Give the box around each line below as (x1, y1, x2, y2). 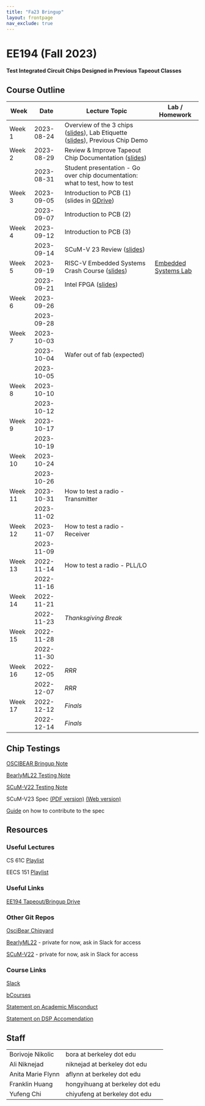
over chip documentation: (64, 171, 138, 179)
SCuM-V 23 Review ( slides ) (64, 245, 145, 253)
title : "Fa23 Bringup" (6, 9, 64, 15)
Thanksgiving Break (64, 613, 123, 622)
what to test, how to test (64, 178, 134, 187)
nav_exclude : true (6, 20, 53, 26)
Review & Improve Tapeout (64, 146, 142, 154)
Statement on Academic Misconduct (6, 1003, 98, 1011)
